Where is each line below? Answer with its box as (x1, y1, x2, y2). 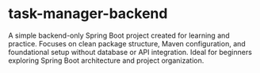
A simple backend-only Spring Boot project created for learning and (8, 31, 230, 40)
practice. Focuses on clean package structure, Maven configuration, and (8, 38, 246, 48)
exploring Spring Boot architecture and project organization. (8, 56, 205, 65)
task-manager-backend (8, 5, 168, 23)
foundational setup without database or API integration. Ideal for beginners (8, 47, 252, 57)
